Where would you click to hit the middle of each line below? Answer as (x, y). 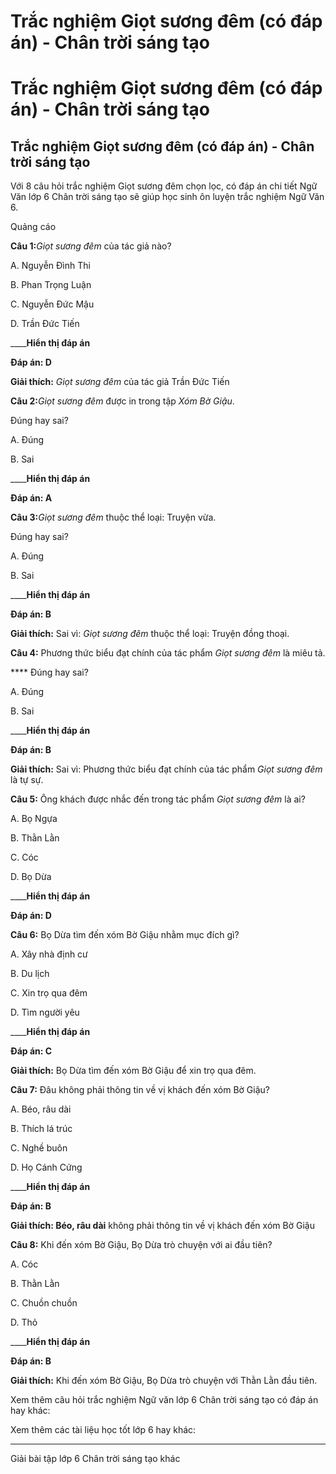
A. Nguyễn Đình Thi (50, 266)
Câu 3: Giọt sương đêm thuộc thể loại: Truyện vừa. (113, 517)
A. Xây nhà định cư (49, 954)
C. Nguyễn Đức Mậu (52, 304)
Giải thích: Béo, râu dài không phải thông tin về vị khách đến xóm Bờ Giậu (162, 1226)
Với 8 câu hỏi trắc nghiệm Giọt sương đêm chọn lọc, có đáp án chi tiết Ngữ (164, 186)
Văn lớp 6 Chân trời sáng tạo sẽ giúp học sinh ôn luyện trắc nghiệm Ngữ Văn (167, 197)
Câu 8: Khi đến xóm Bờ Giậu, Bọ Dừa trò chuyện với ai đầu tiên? (141, 1245)
